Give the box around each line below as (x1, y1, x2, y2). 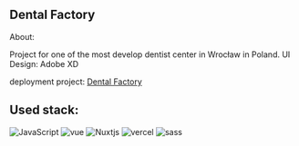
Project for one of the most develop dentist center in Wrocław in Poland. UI (9, 49, 291, 60)
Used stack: (9, 102, 79, 118)
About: (9, 31, 35, 42)
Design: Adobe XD (9, 58, 79, 69)
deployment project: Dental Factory (9, 76, 143, 87)
